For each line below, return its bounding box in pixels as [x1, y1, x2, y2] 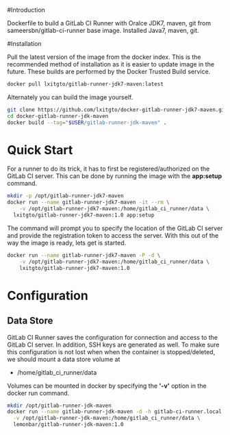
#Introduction [7, 6, 46, 14]
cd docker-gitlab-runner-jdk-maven [7, 112, 109, 119]
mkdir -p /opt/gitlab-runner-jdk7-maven [7, 192, 125, 199]
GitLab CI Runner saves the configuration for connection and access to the [7, 333, 218, 341]
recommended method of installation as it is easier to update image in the [7, 60, 214, 68]
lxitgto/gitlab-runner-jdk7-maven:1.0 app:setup [13, 212, 155, 219]
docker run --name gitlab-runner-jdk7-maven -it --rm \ [7, 199, 170, 206]
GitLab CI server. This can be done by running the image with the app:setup [7, 172, 222, 180]
